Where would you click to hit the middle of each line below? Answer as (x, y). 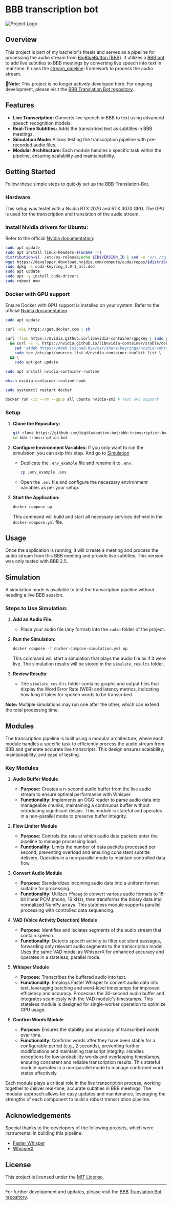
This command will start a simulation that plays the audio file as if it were (89, 658)
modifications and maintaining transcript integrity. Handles (82, 1051)
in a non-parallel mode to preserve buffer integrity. (74, 816)
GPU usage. (33, 1010)
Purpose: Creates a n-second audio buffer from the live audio (85, 789)
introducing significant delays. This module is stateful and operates (91, 811)
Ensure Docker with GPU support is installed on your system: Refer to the (82, 305)
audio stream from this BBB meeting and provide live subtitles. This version (84, 556)
